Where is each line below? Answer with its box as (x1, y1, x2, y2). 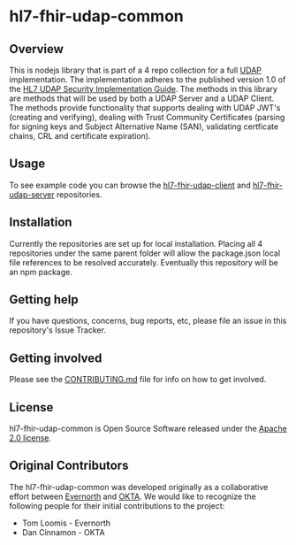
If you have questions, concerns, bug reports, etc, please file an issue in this (9, 316, 287, 326)
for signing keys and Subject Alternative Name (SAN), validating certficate (9, 121, 279, 132)
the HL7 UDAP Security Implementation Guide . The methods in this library (9, 84, 278, 94)
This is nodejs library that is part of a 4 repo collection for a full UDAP (9, 65, 262, 75)
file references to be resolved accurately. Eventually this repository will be (9, 257, 278, 267)
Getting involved (9, 350, 102, 365)
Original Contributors (9, 458, 129, 473)
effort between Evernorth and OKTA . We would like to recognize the (9, 491, 256, 502)
